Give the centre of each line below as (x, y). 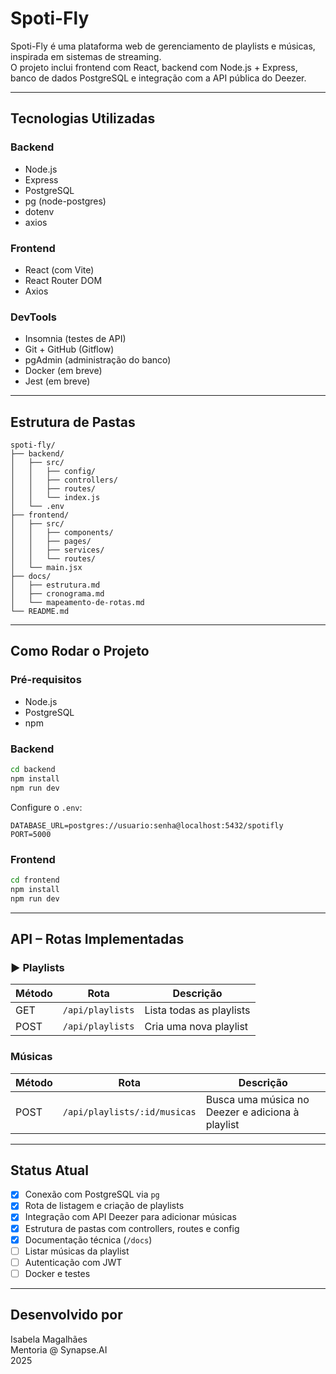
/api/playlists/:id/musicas (129, 1111)
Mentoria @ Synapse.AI (59, 1349)
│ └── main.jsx (46, 568)
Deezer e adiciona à (252, 1112)
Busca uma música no (257, 1099)
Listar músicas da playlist (77, 1251)
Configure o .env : (46, 807)
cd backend (33, 770)
